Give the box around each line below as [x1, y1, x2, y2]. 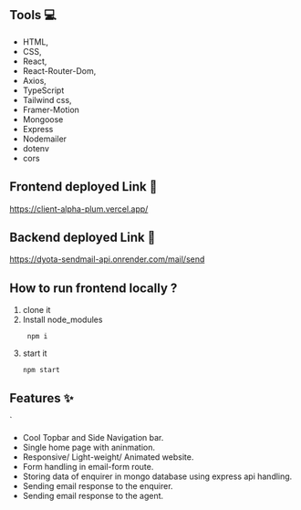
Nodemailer [22, 133, 67, 144]
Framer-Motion [22, 104, 80, 115]
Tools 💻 [9, 7, 57, 23]
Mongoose [22, 113, 64, 125]
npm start [22, 366, 61, 375]
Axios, [22, 75, 47, 86]
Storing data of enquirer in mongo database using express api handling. [22, 471, 293, 482]
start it [22, 348, 47, 359]
